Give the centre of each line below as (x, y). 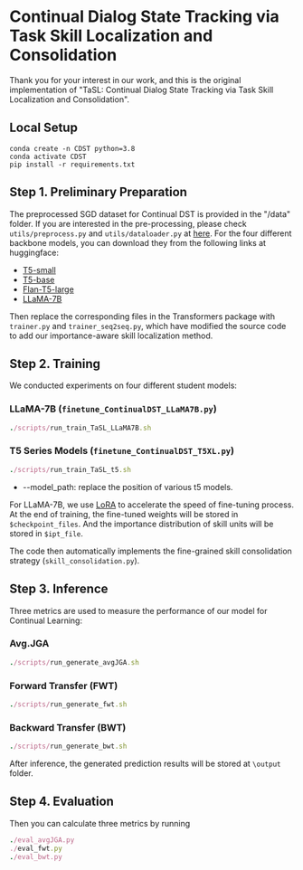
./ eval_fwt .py (36, 848)
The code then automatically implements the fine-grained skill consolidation (151, 551)
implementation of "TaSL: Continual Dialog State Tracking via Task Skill (142, 90)
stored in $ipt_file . (47, 533)
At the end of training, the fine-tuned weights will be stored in (124, 514)
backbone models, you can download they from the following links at (138, 242)
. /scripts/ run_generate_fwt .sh (68, 705)
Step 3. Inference (59, 589)
